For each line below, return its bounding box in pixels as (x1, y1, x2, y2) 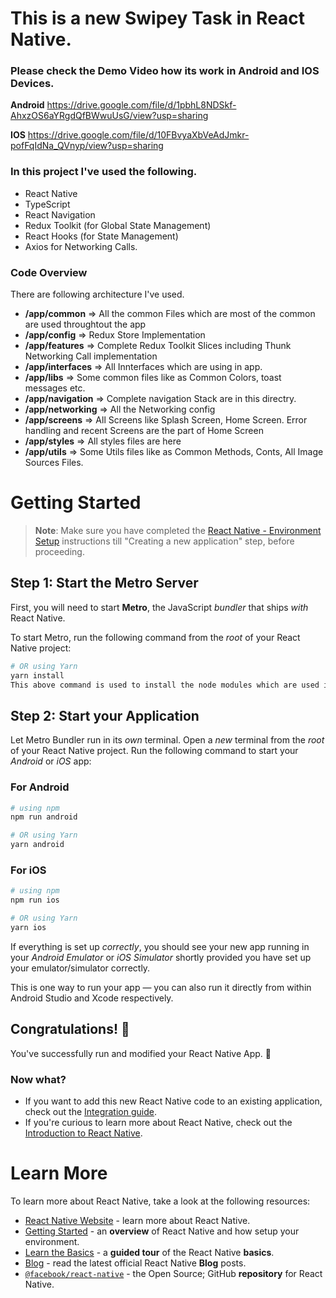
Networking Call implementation (24, 350, 158, 362)
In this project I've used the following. (10, 165, 198, 179)
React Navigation (24, 208, 96, 221)
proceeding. (34, 546, 85, 558)
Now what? (10, 1072, 67, 1086)
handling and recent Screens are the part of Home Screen (24, 425, 264, 437)
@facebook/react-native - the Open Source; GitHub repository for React (24, 1267, 323, 1279)
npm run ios (10, 895, 60, 906)
